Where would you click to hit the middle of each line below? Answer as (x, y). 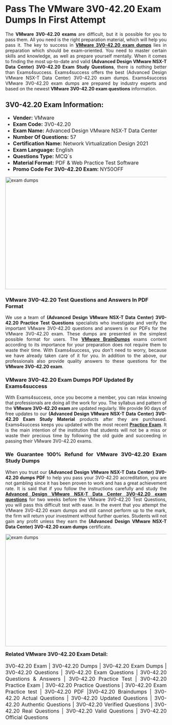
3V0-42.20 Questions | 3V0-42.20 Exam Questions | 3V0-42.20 (86, 672)
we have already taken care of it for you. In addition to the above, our (86, 356)
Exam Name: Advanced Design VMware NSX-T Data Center (85, 131)
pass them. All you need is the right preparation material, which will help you (86, 40)
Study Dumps (23, 461)
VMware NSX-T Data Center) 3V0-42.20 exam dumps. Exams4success (86, 78)
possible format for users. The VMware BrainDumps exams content (86, 339)
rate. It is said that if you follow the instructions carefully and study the (86, 488)
